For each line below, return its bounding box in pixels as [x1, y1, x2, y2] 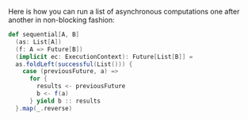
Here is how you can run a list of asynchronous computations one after [8, 7, 240, 16]
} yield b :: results [29, 97, 101, 105]
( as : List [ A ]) [15, 37, 62, 46]
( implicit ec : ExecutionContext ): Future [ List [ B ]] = [15, 52, 193, 60]
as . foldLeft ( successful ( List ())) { [15, 60, 133, 68]
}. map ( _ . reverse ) [15, 104, 73, 112]
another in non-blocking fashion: [8, 15, 115, 25]
